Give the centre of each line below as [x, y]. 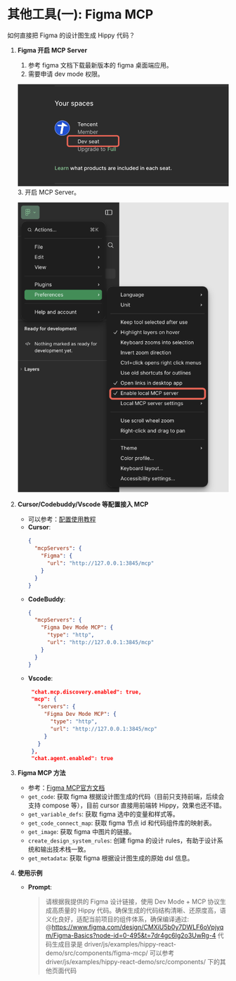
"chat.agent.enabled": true [72, 759]
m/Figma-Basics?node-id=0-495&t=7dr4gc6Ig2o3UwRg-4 [131, 935]
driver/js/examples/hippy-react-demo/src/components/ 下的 [132, 962]
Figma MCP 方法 [41, 773]
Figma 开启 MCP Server [52, 50]
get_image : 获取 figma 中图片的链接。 [81, 832]
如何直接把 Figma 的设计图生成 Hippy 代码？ [71, 35]
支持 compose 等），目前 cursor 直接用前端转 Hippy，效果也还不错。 [127, 805]
